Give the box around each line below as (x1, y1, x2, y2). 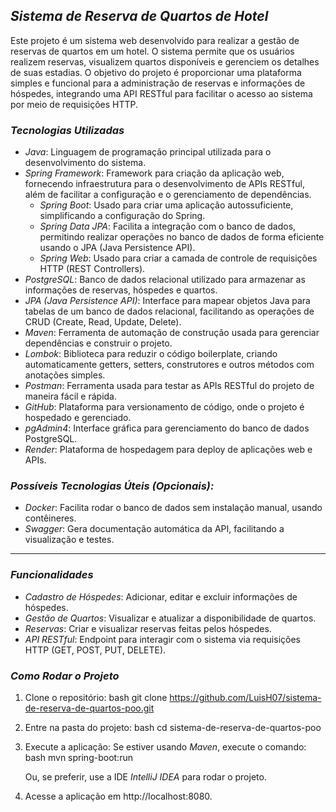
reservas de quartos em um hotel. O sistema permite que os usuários (10, 45, 295, 57)
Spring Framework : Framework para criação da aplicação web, (24, 167, 285, 179)
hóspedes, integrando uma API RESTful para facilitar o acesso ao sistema (10, 87, 313, 99)
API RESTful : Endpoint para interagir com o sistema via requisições (24, 633, 301, 645)
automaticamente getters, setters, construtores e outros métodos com (24, 359, 315, 371)
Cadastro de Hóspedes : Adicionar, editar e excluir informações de (24, 590, 298, 603)
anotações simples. (24, 369, 106, 381)
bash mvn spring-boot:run (24, 752, 133, 763)
